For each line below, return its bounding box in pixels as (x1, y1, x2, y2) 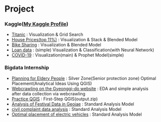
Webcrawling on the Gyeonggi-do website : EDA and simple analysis (11, 86, 149, 91)
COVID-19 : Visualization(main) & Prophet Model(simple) (11, 52, 124, 58)
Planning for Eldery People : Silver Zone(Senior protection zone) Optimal (11, 75, 156, 81)
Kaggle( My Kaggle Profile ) (4, 21, 68, 28)
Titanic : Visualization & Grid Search (11, 31, 83, 37)
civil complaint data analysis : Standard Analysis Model (11, 106, 122, 112)
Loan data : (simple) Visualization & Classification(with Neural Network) (11, 47, 155, 53)
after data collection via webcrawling (11, 91, 86, 96)
